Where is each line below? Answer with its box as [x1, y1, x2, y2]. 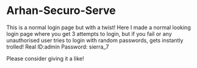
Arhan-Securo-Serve [6, 4, 116, 18]
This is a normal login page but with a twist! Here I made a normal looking [6, 24, 191, 31]
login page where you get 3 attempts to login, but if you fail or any [6, 30, 172, 37]
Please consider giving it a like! [6, 55, 84, 62]
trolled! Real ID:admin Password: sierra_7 [6, 43, 109, 50]
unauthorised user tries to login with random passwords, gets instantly [6, 36, 184, 44]
